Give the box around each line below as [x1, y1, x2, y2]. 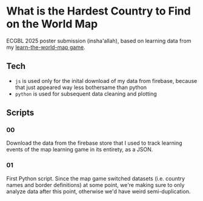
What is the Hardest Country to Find [6, 4, 191, 18]
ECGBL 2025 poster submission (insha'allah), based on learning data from [6, 37, 191, 44]
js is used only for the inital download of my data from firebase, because [15, 77, 198, 84]
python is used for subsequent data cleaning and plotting [15, 90, 158, 97]
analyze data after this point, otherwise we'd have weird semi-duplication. [6, 188, 191, 195]
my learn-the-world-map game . [6, 44, 86, 51]
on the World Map [6, 17, 98, 31]
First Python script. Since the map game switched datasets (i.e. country [6, 174, 185, 182]
